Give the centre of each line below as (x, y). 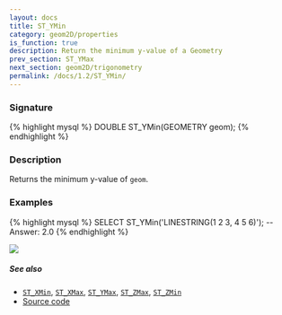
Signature (31, 107)
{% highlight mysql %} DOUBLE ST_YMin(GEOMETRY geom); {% (129, 127)
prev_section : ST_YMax (52, 59)
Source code (46, 301)
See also (26, 269)
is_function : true (44, 43)
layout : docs (34, 17)
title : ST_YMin (38, 26)
